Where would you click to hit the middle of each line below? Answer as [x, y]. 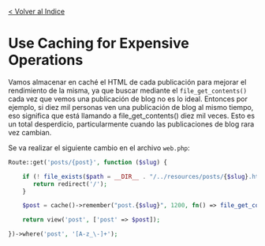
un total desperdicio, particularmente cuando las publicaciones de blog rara [131, 124]
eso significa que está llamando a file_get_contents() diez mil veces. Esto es [131, 115]
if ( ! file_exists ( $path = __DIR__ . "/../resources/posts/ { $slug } [135, 176]
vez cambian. [30, 132]
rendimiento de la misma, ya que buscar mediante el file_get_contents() [127, 90]
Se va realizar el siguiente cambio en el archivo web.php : [99, 148]
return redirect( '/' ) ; [70, 184]
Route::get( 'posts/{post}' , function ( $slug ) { [88, 162]
